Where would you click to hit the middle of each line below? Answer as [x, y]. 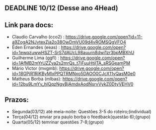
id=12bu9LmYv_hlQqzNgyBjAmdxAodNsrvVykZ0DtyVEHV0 [73, 84]
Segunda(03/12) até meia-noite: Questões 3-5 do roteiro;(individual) [81, 112]
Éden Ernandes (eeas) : [36, 47]
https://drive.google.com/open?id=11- [104, 37]
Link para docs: [29, 25]
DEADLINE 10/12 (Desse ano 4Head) [61, 8]
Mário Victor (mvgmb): [35, 68]
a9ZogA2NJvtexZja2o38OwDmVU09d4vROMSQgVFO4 [69, 42]
